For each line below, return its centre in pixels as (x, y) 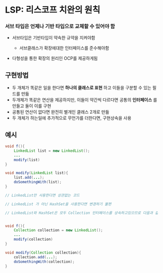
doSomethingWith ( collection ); (44, 262)
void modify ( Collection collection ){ (43, 253)
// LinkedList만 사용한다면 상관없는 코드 (42, 195)
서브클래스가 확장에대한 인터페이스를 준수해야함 (64, 48)
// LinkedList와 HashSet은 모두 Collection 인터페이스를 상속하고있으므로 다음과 (79, 213)
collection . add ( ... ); (35, 257)
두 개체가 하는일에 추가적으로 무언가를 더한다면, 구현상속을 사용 (72, 118)
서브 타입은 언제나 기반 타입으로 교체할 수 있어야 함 (60, 26)
